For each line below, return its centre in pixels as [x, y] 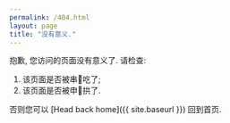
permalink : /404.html [50, 17]
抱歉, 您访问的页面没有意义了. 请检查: [77, 61]
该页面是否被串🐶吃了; [61, 79]
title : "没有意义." [43, 34]
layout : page [34, 26]
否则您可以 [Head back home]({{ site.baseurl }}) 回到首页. [115, 110]
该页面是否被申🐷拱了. [61, 91]
